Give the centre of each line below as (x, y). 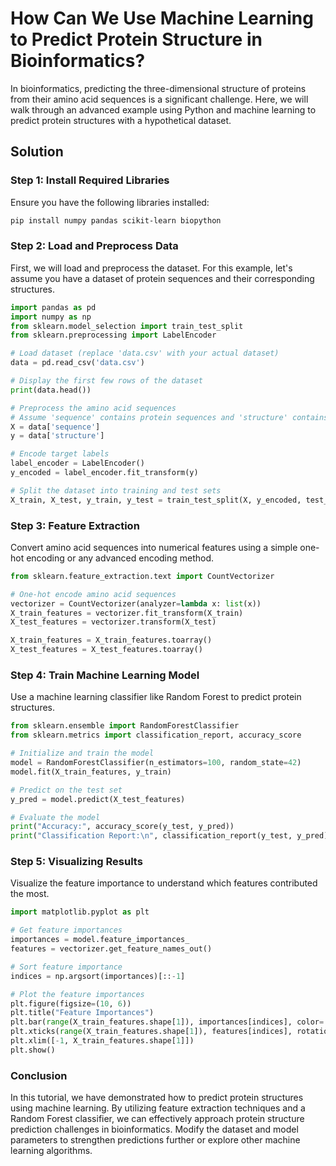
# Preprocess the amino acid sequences (93, 408)
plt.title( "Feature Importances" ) (82, 1013)
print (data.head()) (51, 390)
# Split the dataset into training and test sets (116, 490)
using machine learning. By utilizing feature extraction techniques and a (158, 1108)
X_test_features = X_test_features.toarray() (106, 650)
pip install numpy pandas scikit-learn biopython (116, 220)
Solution (37, 152)
